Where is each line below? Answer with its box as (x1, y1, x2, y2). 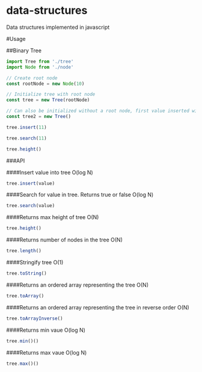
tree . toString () (6, 270, 47, 277)
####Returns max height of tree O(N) (6, 214, 99, 221)
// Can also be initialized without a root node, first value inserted (6, 108, 189, 114)
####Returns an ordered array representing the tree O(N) (6, 281, 149, 288)
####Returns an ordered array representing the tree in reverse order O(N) (6, 303, 189, 311)
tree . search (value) (6, 203, 55, 209)
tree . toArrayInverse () (6, 315, 63, 321)
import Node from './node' (6, 64, 74, 70)
